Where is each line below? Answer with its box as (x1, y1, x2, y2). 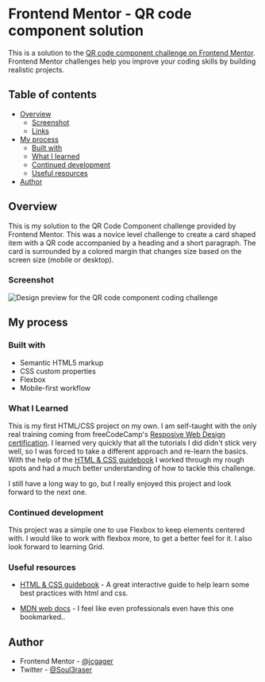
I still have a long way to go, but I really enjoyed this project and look (8, 478, 232, 488)
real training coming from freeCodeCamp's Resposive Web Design (8, 429, 226, 438)
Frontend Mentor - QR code (8, 5, 192, 23)
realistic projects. (8, 64, 65, 74)
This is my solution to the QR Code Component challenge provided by (8, 220, 236, 231)
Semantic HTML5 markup (19, 357, 104, 367)
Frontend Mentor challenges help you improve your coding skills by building (8, 57, 256, 66)
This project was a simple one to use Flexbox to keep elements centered (8, 525, 245, 535)
